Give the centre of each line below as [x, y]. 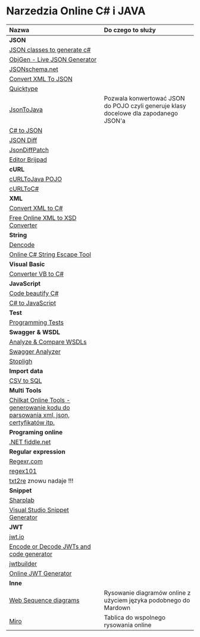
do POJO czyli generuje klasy [145, 106]
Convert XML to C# [36, 208]
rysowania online [128, 624]
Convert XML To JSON [41, 79]
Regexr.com [26, 461]
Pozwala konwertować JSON [144, 98]
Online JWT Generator [40, 573]
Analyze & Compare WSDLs [48, 342]
